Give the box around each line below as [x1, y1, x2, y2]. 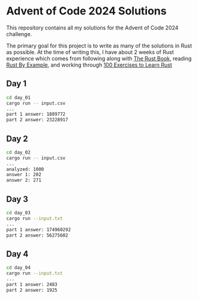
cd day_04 [6, 265, 31, 271]
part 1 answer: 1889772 [6, 111, 66, 118]
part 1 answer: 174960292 [6, 226, 71, 232]
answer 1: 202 [6, 172, 42, 178]
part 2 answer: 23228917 [6, 117, 68, 123]
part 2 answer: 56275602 [6, 232, 68, 238]
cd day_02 [6, 149, 31, 156]
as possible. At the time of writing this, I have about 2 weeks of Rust [6, 48, 174, 55]
